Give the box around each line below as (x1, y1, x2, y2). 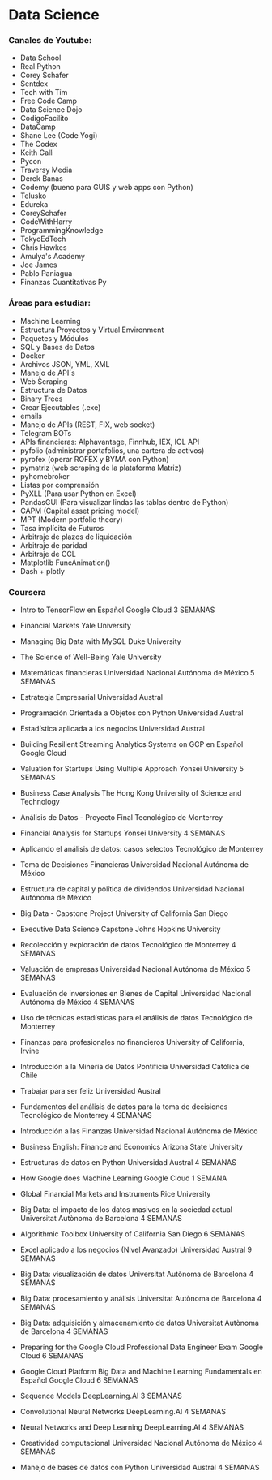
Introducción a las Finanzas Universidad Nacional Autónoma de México (19, 1126, 258, 1136)
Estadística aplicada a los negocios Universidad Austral (19, 724, 205, 734)
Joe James (19, 260, 57, 270)
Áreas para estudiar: (8, 298, 91, 309)
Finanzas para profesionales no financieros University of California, (19, 1038, 245, 1047)
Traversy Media (19, 165, 73, 175)
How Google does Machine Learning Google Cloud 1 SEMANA (19, 1173, 227, 1183)
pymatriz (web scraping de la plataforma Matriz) (19, 463, 182, 472)
